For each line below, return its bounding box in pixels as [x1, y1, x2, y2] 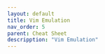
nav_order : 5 [7, 23, 45, 30]
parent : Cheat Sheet [7, 29, 68, 37]
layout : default [7, 10, 55, 18]
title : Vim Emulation [7, 17, 71, 24]
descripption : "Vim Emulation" [7, 36, 99, 43]
